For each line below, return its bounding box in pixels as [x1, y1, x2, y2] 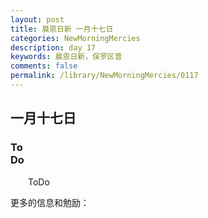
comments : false [10, 61, 78, 71]
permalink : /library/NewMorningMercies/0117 [10, 71, 199, 81]
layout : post [10, 14, 65, 25]
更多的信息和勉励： [10, 196, 90, 208]
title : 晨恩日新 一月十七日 [10, 24, 114, 34]
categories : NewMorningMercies [10, 33, 141, 43]
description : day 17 [10, 42, 97, 53]
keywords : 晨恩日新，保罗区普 [10, 52, 123, 62]
